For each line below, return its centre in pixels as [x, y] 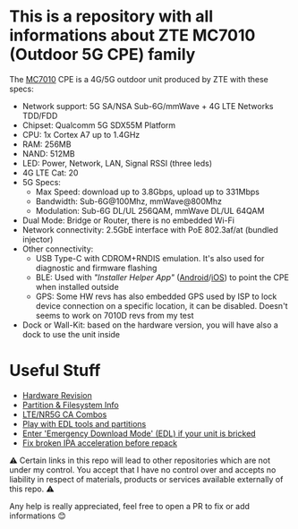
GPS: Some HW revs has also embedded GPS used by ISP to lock [156, 296]
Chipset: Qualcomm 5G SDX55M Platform [99, 125]
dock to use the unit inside [71, 334]
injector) [38, 239]
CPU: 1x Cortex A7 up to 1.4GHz [81, 134]
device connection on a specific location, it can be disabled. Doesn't [162, 305]
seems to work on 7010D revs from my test [115, 315]
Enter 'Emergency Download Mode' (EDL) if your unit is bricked [139, 433]
